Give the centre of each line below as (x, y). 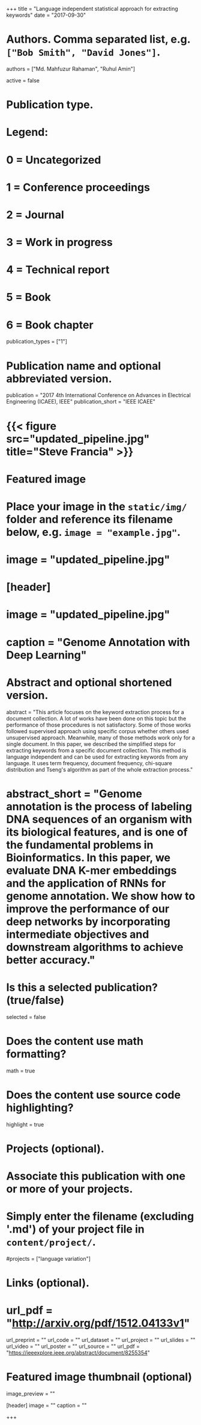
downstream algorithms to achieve (95, 947)
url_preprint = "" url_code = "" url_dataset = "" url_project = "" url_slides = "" (101, 1340)
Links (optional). (48, 1283)
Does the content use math (75, 1041)
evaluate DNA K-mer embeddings (91, 870)
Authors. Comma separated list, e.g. (98, 39)
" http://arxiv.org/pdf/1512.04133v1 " (98, 1323)
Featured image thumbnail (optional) (99, 1377)
